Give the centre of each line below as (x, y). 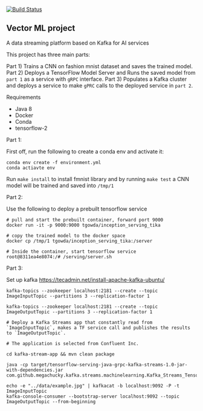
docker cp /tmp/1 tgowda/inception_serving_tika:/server (79, 241)
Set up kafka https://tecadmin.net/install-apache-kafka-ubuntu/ (85, 279)
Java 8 (23, 109)
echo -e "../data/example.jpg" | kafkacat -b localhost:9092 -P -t (93, 386)
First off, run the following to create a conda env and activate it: (85, 151)
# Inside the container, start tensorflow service (71, 251)
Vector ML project (41, 28)
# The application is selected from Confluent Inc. (72, 343)
